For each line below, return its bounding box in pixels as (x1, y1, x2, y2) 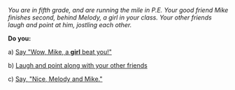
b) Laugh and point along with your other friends (8, 61, 148, 69)
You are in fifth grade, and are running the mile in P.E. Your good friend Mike (8, 6, 229, 14)
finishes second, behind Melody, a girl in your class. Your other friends (8, 13, 212, 22)
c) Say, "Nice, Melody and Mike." (8, 75, 104, 83)
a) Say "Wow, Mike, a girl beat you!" (8, 48, 113, 56)
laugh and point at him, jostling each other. (8, 21, 132, 29)
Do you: (8, 34, 31, 43)
